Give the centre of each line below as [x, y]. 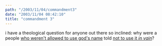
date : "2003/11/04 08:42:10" [35, 14]
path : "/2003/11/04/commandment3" [41, 10]
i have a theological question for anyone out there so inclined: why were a [81, 33]
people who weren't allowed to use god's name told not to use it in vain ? [80, 38]
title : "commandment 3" [30, 19]
